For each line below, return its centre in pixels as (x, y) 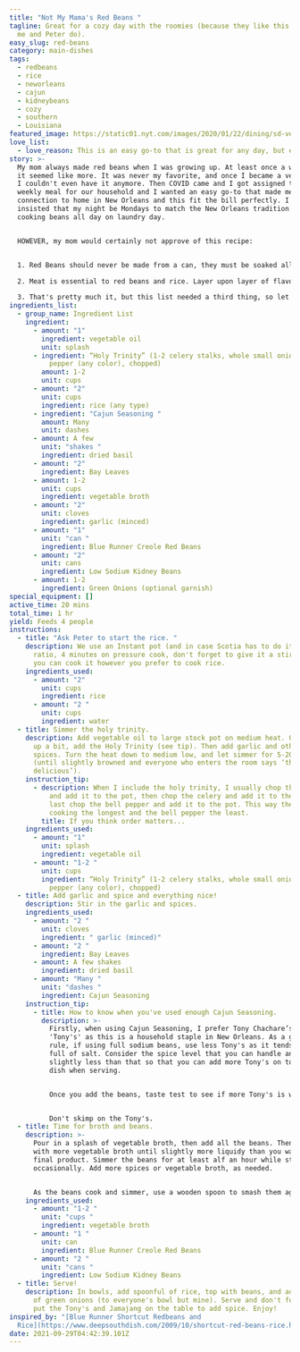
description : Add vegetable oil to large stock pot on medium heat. (155, 738)
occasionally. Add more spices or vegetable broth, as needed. (153, 1168)
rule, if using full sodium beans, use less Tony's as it (159, 1046)
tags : (19, 59)
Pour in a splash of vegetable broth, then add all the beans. (153, 1144)
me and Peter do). (52, 34)
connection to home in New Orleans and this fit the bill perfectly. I (154, 201)
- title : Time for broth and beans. (85, 1127)
